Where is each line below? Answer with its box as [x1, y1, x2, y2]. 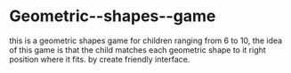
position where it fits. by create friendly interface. [9, 54, 190, 64]
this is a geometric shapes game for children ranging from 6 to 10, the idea [9, 35, 283, 46]
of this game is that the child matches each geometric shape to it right [9, 44, 267, 55]
